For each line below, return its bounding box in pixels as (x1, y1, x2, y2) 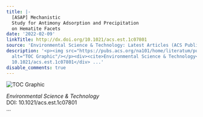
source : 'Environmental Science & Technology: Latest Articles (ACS (6, 43, 182, 49)
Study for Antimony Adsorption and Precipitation (11, 20, 139, 26)
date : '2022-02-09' (6, 31, 56, 37)
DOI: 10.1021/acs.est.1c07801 (6, 99, 77, 106)
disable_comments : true (6, 64, 66, 71)
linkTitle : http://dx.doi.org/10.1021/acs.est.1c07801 (6, 37, 147, 43)
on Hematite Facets (11, 25, 61, 32)
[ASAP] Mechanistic (11, 14, 61, 20)
